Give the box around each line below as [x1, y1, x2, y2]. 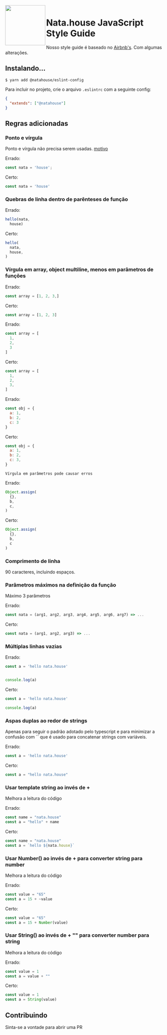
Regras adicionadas [5, 119, 68, 127]
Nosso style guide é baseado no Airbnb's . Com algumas [46, 44, 162, 50]
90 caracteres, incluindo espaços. [5, 569, 75, 575]
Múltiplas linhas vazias [5, 643, 62, 650]
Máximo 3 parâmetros [5, 593, 51, 599]
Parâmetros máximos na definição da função [5, 581, 116, 588]
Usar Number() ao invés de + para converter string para [5, 855, 142, 862]
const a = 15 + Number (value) [5, 920, 68, 925]
